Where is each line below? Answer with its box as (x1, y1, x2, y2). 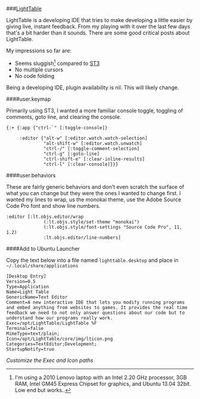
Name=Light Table (6, 289, 49, 295)
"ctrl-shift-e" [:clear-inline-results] (43, 156, 145, 162)
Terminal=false (6, 325, 44, 331)
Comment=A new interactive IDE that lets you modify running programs (6, 299, 185, 306)
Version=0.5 (6, 278, 36, 285)
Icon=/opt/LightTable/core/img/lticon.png (6, 336, 113, 342)
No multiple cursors (14, 66, 64, 73)
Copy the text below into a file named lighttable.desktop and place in (6, 256, 179, 264)
